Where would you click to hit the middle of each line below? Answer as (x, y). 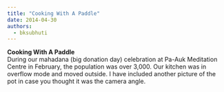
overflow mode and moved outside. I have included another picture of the (111, 74)
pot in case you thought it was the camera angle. (77, 81)
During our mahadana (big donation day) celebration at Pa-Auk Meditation (112, 60)
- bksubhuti (31, 33)
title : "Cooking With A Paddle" (53, 13)
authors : (20, 26)
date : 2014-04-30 (32, 20)
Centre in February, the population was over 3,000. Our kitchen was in (107, 67)
